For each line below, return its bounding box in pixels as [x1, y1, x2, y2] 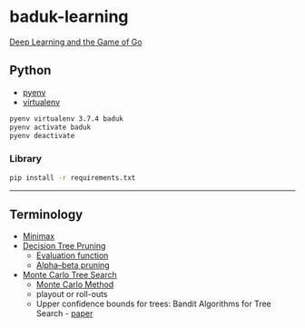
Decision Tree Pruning [22, 241, 106, 252]
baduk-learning [9, 6, 129, 27]
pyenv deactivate [9, 131, 75, 140]
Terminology [9, 206, 84, 222]
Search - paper [35, 308, 93, 319]
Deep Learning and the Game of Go [9, 36, 143, 47]
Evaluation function [35, 250, 109, 261]
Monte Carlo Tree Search [22, 270, 117, 281]
